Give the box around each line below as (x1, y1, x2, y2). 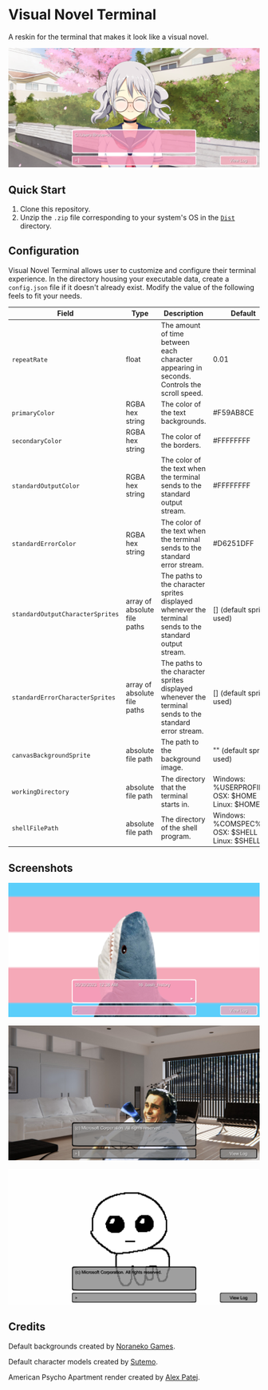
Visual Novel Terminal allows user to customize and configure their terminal (8, 265, 257, 275)
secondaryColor (11, 438, 62, 446)
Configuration (8, 244, 80, 258)
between (160, 337, 190, 347)
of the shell (160, 823, 198, 833)
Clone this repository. (19, 204, 91, 213)
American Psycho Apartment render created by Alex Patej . (8, 1372, 201, 1382)
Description (163, 309, 203, 319)
